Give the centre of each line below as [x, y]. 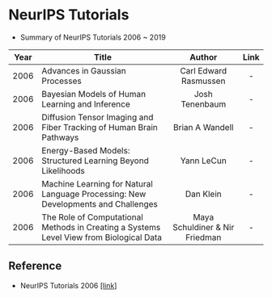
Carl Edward [204, 70]
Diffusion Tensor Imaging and [98, 117]
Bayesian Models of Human [94, 94]
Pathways [60, 137]
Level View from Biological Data [102, 237]
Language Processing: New [94, 194]
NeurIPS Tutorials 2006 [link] [68, 285]
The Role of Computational [92, 217]
